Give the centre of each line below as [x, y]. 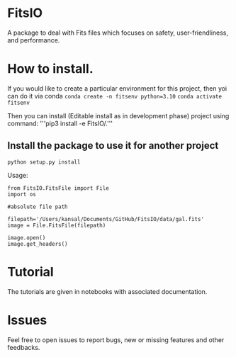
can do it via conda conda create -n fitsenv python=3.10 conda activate [114, 96]
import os [22, 194]
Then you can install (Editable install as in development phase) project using [118, 115]
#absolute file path [38, 207]
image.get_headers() [38, 244]
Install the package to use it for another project [113, 146]
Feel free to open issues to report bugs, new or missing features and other [116, 340]
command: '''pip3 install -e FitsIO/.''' [60, 123]
